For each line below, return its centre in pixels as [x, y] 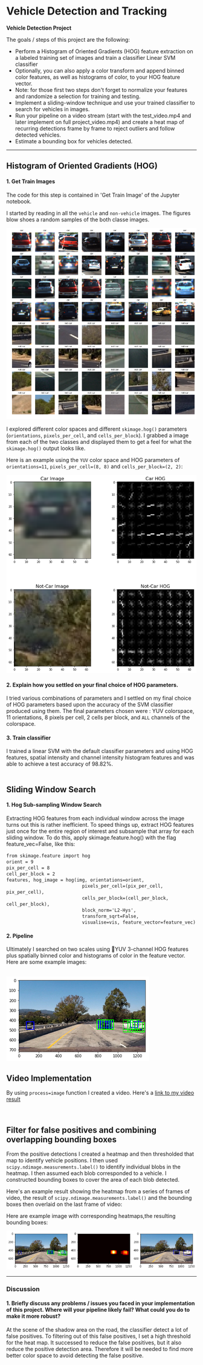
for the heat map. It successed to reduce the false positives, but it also [94, 1342]
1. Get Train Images [31, 181]
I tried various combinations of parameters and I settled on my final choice [99, 698]
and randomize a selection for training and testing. [78, 96]
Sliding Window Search [51, 790]
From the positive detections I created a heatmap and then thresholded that [100, 1154]
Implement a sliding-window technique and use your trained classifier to [105, 103]
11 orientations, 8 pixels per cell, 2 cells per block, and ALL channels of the [98, 717]
